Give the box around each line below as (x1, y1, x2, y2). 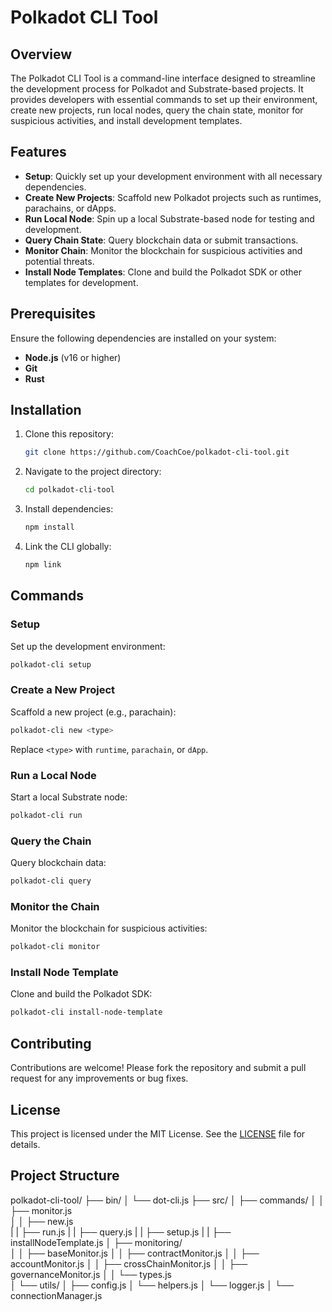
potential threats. (24, 255, 95, 267)
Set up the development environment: (10, 640, 166, 652)
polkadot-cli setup (10, 659, 92, 670)
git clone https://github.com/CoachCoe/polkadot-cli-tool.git (24, 447, 290, 458)
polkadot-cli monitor (10, 942, 101, 952)
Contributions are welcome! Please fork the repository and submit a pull (10, 1062, 307, 1074)
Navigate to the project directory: (24, 466, 162, 478)
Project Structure (10, 1167, 120, 1185)
